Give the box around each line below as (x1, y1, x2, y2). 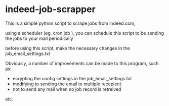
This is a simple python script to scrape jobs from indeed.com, (5, 20, 136, 26)
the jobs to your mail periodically (5, 35, 73, 41)
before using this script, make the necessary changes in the (5, 45, 130, 51)
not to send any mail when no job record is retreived (12, 86, 121, 92)
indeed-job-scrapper (5, 4, 96, 15)
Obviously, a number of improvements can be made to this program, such (5, 60, 159, 66)
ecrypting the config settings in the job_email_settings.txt (12, 75, 132, 81)
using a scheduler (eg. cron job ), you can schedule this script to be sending (5, 30, 164, 36)
